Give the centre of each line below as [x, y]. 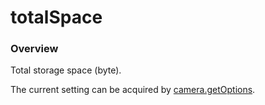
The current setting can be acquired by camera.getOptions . [133, 90]
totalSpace [56, 17]
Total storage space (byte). [66, 70]
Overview [34, 49]
